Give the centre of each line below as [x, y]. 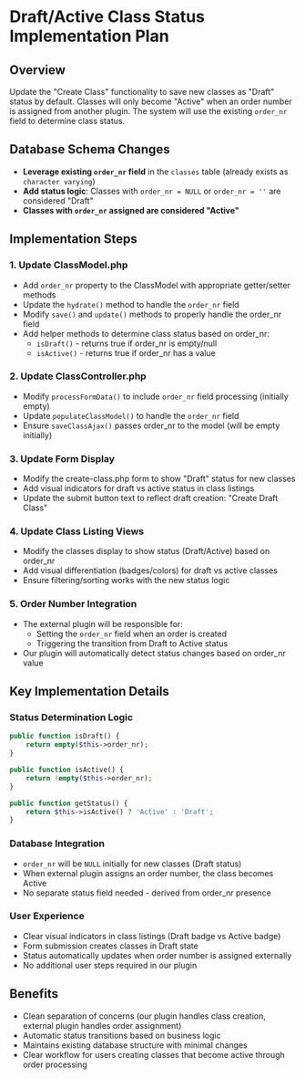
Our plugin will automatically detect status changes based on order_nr [154, 653]
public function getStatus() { [69, 803]
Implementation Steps [74, 239]
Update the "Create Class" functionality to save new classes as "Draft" [142, 92]
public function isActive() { [67, 770]
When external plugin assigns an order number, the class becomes [148, 873]
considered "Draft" [58, 200]
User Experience [47, 917]
